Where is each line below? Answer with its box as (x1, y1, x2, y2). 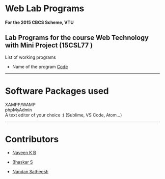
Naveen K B (12, 150, 36, 156)
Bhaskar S (12, 159, 33, 165)
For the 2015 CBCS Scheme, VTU (5, 19, 74, 25)
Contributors (5, 134, 59, 145)
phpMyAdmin (5, 107, 32, 112)
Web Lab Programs (5, 3, 84, 14)
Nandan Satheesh (12, 169, 49, 175)
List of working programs (5, 54, 56, 60)
